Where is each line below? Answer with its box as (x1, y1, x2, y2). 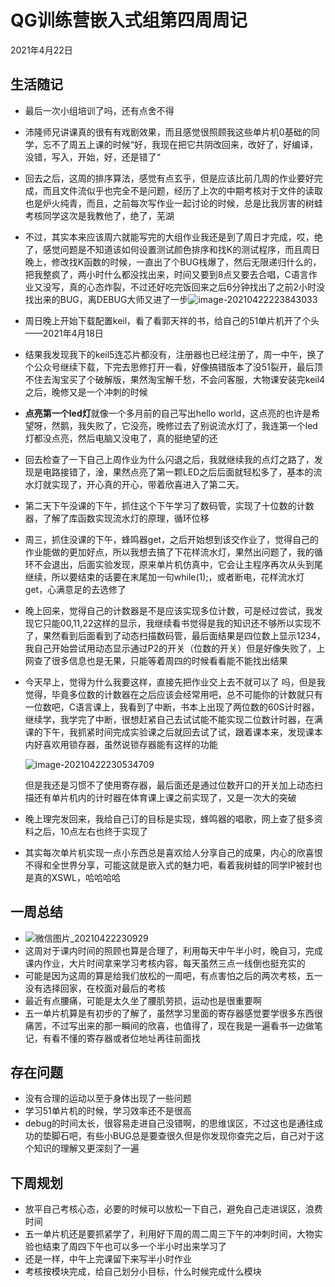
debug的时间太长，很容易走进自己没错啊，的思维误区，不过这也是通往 (24, 1117, 315, 1130)
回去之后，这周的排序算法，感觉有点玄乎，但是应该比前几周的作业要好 (24, 172, 315, 184)
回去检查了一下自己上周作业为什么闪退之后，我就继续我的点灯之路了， (24, 453, 315, 465)
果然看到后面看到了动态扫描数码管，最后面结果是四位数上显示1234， (42, 629, 326, 641)
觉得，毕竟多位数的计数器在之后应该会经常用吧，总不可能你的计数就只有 (24, 688, 323, 700)
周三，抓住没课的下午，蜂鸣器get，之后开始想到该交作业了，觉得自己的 (24, 533, 320, 545)
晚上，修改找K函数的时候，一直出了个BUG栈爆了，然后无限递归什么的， (24, 256, 322, 268)
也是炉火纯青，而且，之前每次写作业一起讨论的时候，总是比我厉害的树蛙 (24, 197, 323, 209)
